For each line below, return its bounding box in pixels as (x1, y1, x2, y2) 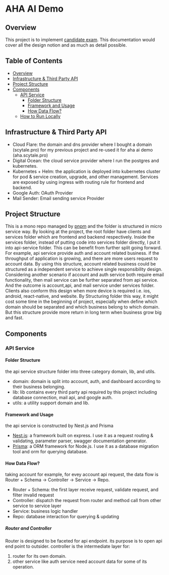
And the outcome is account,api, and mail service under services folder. (5, 282, 155, 289)
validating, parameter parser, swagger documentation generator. (12, 438, 147, 444)
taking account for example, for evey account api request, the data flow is (5, 472, 159, 478)
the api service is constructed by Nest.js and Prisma (5, 423, 114, 429)
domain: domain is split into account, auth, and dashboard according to (12, 378, 161, 384)
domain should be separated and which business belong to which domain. (5, 304, 160, 310)
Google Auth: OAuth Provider (12, 189, 73, 196)
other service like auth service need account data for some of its (12, 558, 147, 565)
